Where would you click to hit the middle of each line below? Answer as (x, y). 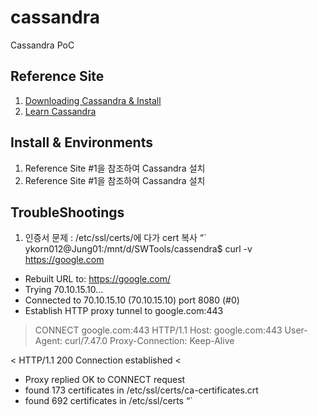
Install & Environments (81, 142)
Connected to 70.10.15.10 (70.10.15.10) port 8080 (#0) (132, 300)
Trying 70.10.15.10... (64, 290)
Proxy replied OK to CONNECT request (105, 380)
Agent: (48, 341)
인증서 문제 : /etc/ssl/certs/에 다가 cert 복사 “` (115, 238)
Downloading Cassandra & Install (93, 100)
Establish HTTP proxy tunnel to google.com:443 (124, 311)
